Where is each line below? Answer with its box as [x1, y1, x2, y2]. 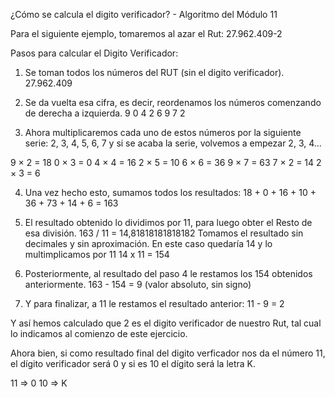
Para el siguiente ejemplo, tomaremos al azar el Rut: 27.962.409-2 [10, 28, 283, 39]
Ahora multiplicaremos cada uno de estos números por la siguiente [24, 127, 302, 138]
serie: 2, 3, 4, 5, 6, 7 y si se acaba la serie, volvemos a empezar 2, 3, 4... [24, 137, 322, 149]
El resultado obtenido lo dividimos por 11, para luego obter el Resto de [24, 217, 313, 228]
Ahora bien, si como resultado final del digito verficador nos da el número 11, [10, 347, 326, 359]
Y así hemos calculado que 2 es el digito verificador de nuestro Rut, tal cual [10, 317, 322, 329]
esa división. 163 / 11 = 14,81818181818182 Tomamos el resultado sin [24, 227, 304, 239]
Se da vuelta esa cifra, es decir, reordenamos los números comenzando [24, 97, 322, 108]
